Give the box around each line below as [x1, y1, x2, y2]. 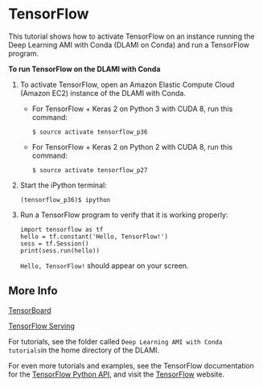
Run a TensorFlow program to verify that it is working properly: [19, 210, 228, 220]
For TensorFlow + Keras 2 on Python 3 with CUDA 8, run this [31, 104, 233, 113]
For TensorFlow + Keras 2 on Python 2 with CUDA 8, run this [31, 142, 233, 151]
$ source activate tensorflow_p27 [31, 166, 148, 174]
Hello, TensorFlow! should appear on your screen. [19, 261, 189, 270]
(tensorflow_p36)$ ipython [19, 196, 111, 204]
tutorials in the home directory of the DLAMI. [8, 345, 159, 355]
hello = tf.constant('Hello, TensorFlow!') [19, 233, 169, 241]
